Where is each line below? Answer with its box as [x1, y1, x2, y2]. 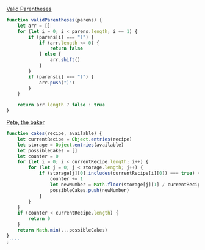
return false [49, 45, 84, 51]
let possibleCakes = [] [17, 147, 78, 153]
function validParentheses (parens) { [6, 17, 103, 23]
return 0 [28, 216, 51, 222]
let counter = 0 [17, 153, 59, 160]
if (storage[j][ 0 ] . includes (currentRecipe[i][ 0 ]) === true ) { [38, 171, 201, 177]
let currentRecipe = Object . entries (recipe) [17, 136, 132, 142]
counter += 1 [49, 176, 84, 182]
